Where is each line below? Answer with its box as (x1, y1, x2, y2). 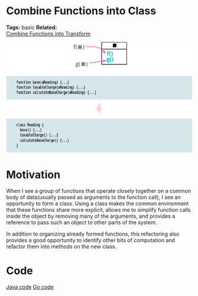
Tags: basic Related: (6, 24, 57, 31)
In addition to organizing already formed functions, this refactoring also (6, 230, 180, 238)
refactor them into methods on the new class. (6, 243, 117, 250)
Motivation (6, 168, 61, 182)
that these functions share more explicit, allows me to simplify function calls (6, 206, 191, 214)
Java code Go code (6, 284, 54, 291)
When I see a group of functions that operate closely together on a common (6, 187, 191, 195)
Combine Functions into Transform (6, 30, 90, 37)
